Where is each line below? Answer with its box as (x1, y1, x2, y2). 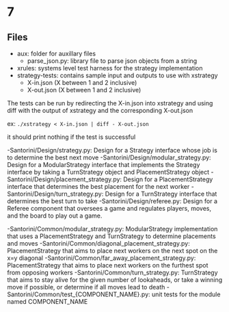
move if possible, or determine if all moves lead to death (7, 283, 165, 291)
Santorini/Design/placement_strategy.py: (7, 175, 122, 183)
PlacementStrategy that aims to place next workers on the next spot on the (7, 247, 218, 255)
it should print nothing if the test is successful (7, 133, 136, 141)
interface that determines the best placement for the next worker (7, 183, 190, 190)
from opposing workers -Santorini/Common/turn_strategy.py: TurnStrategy (7, 268, 218, 276)
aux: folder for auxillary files (16, 49, 96, 57)
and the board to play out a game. (7, 211, 103, 220)
